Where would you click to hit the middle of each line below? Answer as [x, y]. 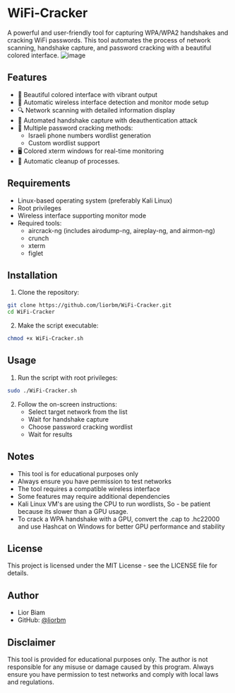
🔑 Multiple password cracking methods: [75, 128]
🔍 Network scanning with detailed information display [96, 110]
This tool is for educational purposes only [78, 473]
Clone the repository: [48, 293]
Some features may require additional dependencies [94, 496]
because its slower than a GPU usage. [73, 511]
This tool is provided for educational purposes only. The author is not [108, 659]
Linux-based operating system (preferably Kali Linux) [95, 201]
